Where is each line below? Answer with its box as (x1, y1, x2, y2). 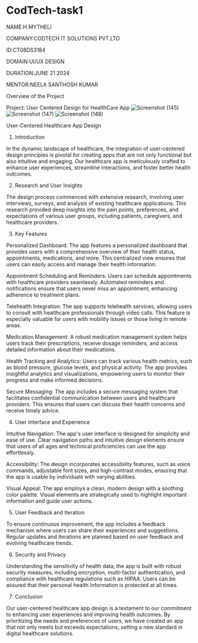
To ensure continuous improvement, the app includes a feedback (6, 520, 166, 527)
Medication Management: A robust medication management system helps (6, 333, 187, 340)
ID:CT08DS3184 (6, 46, 46, 54)
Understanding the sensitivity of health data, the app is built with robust (6, 562, 182, 569)
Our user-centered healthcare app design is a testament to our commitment (6, 604, 192, 611)
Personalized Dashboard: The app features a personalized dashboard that (6, 242, 187, 249)
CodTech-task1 (6, 4, 83, 17)
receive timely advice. (6, 407, 61, 414)
